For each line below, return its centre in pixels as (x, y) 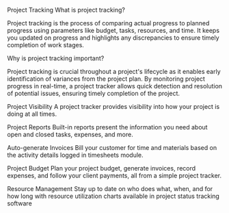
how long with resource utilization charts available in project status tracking (113, 196)
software (19, 203)
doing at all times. (32, 114)
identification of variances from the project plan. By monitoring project (106, 79)
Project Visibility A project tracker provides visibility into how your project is (113, 106)
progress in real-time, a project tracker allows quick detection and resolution (115, 86)
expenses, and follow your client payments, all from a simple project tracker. (114, 175)
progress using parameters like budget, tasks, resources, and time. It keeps (113, 30)
